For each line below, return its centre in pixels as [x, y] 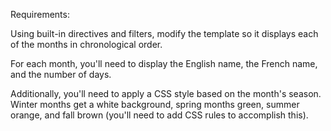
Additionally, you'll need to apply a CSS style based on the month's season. [166, 93]
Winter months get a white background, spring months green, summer [155, 104]
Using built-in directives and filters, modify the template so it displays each [164, 33]
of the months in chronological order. [86, 44]
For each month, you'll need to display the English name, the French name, [164, 63]
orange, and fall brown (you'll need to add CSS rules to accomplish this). [159, 115]
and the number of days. [61, 74]
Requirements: [40, 14]
